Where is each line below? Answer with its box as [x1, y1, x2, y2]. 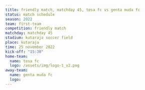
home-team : [5, 53, 28, 59]
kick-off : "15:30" [5, 49, 44, 54]
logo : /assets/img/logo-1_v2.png [10, 63, 80, 68]
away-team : [5, 68, 28, 73]
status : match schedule [5, 12, 55, 17]
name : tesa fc [10, 58, 39, 63]
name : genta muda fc [10, 72, 53, 77]
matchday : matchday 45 [5, 30, 53, 35]
